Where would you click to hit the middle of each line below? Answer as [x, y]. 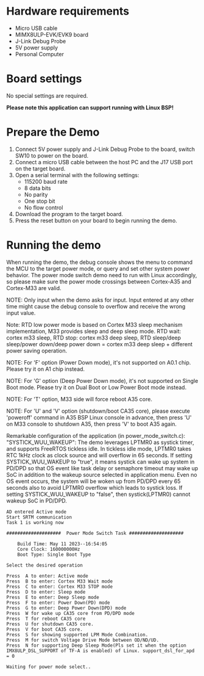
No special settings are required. [47, 95]
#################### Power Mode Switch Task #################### [95, 533]
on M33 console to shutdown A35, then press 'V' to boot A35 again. [92, 424]
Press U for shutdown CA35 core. [50, 624]
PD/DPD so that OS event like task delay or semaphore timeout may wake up [102, 468]
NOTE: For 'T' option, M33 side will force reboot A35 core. [79, 399]
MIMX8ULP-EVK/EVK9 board [52, 34]
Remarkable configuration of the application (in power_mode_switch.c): [96, 435]
